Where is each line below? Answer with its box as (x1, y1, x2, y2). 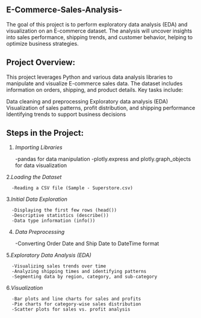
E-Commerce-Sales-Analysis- (6, 5, 123, 15)
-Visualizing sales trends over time (11, 263, 107, 269)
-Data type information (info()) (11, 218, 96, 224)
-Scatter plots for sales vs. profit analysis (11, 307, 131, 313)
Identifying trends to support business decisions (6, 111, 126, 118)
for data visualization (14, 162, 67, 169)
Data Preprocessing (14, 228, 65, 236)
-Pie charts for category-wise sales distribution (11, 301, 141, 307)
